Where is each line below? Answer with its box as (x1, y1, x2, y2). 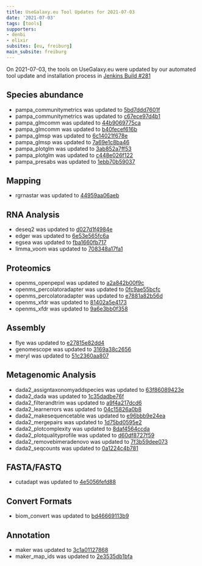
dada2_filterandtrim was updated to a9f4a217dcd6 (15, 399, 142, 406)
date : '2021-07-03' (6, 15, 56, 21)
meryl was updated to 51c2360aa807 (15, 352, 109, 359)
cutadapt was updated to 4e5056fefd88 (15, 478, 116, 486)
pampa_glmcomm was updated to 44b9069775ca (15, 119, 142, 126)
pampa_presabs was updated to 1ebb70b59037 (15, 158, 135, 165)
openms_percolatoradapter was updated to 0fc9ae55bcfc (15, 285, 161, 293)
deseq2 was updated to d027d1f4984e (15, 226, 113, 233)
